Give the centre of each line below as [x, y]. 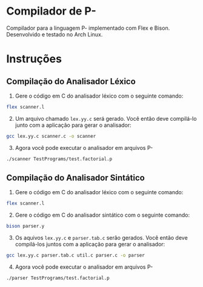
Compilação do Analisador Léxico [71, 81]
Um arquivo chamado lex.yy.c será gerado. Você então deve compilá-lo [106, 118]
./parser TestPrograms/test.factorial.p [58, 278]
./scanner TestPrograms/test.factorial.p [59, 159]
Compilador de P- [51, 11]
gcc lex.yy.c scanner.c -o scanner [51, 136]
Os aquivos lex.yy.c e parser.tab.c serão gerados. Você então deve [101, 238]
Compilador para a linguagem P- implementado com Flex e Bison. [88, 28]
